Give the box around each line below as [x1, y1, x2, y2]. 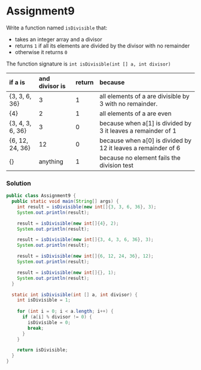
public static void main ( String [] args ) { [11, 198, 119, 205]
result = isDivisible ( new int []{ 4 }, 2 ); [17, 220, 119, 226]
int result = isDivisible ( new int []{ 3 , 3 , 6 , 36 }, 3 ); [17, 204, 157, 210]
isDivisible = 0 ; [28, 320, 71, 326]
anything [38, 157, 64, 166]
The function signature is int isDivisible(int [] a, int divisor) [6, 60, 171, 67]
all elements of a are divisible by [99, 92, 190, 100]
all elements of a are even [99, 109, 172, 118]
